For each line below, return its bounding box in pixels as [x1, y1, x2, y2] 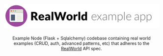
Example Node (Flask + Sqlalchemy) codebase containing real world [12, 36, 151, 41]
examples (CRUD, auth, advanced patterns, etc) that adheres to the [13, 40, 150, 46]
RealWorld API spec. [61, 46, 102, 52]
